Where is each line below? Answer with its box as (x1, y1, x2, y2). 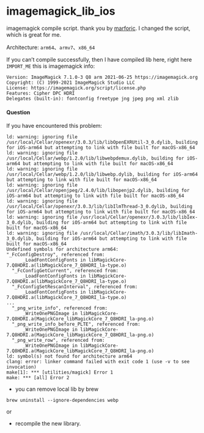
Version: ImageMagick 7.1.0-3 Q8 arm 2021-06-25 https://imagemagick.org (6, 74, 199, 80)
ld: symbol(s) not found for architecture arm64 (6, 353, 133, 360)
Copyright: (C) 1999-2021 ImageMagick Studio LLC (6, 80, 136, 86)
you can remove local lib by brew (15, 385, 99, 393)
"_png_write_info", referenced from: (12, 305, 108, 311)
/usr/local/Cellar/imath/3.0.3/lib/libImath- (80, 231, 199, 237)
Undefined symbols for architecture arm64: (6, 246, 119, 253)
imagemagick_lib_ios (6, 4, 115, 18)
